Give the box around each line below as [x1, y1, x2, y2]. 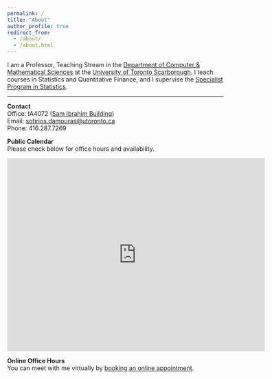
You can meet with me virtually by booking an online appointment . [7, 364, 194, 372]
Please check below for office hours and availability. [7, 145, 155, 153]
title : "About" [7, 16, 51, 23]
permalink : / [7, 10, 45, 17]
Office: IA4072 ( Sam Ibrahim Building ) [7, 110, 115, 117]
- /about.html [13, 42, 54, 49]
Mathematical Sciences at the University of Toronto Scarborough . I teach [7, 68, 214, 76]
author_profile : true [7, 23, 69, 29]
